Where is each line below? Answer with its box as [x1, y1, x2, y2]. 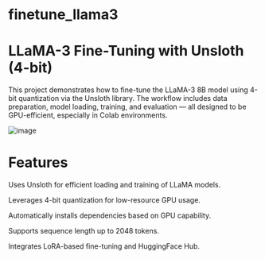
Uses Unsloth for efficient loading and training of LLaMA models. [8, 180, 221, 190]
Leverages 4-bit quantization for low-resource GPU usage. [8, 195, 201, 205]
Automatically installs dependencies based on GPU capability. [8, 211, 212, 220]
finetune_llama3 [8, 6, 119, 24]
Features [8, 153, 68, 172]
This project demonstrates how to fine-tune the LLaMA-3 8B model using [8, 85, 248, 95]
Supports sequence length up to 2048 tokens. [8, 226, 159, 236]
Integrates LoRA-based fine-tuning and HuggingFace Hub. [8, 242, 201, 251]
